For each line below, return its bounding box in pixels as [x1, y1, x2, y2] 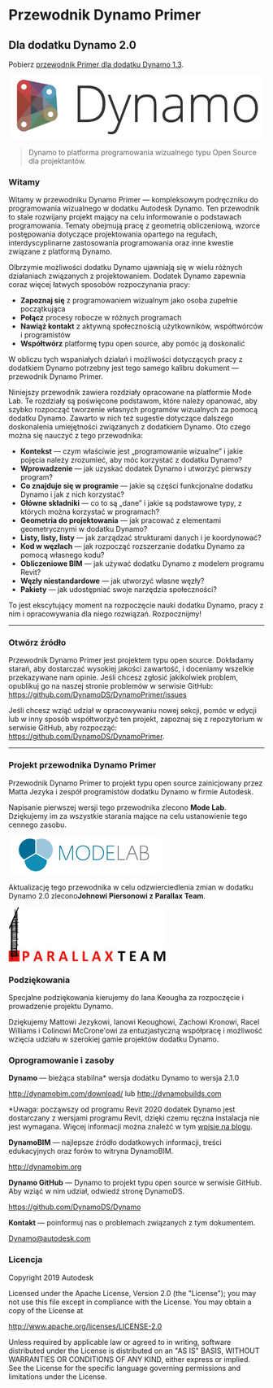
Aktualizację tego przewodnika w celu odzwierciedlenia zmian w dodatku [8, 882, 253, 892]
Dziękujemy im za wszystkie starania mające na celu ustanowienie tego [8, 811, 248, 820]
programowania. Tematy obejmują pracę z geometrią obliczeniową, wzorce [8, 221, 261, 231]
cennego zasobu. [8, 820, 67, 829]
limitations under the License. [8, 1372, 107, 1381]
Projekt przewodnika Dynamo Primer [8, 759, 157, 771]
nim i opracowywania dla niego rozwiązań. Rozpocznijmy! [8, 609, 201, 619]
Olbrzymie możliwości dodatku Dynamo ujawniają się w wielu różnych [8, 263, 243, 272]
